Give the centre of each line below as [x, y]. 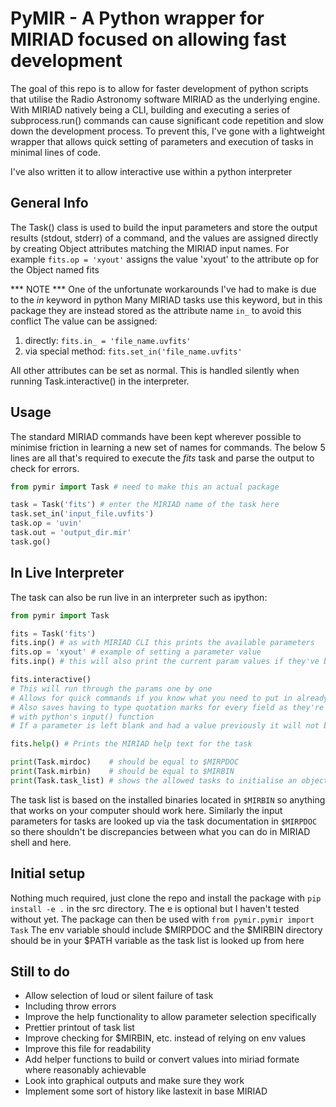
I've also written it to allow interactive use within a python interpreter [151, 171]
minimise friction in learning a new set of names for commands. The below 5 [168, 447]
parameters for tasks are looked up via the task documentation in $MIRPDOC [164, 821]
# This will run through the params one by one [111, 688]
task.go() [31, 542]
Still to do [40, 971]
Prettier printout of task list [79, 1028]
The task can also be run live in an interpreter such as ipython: [139, 597]
